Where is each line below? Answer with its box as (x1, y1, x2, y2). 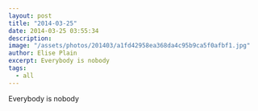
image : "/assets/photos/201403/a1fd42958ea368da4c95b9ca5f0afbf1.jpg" (8, 42, 251, 50)
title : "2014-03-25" (8, 19, 78, 27)
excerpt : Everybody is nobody (8, 57, 110, 65)
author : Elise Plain (8, 49, 78, 57)
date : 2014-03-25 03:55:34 (8, 27, 99, 35)
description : (8, 34, 52, 43)
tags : (8, 64, 27, 72)
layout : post (8, 11, 52, 20)
